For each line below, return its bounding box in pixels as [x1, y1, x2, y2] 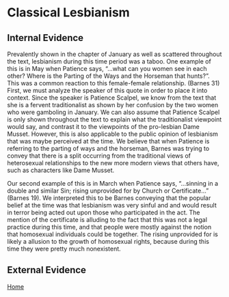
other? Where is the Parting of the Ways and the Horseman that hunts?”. [7, 72, 210, 80]
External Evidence [7, 264, 87, 276]
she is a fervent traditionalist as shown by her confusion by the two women [7, 101, 219, 109]
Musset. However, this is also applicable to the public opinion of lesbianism [7, 130, 219, 138]
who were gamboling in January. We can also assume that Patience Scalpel [7, 108, 220, 116]
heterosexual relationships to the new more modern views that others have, [7, 159, 219, 167]
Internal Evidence [7, 32, 84, 44]
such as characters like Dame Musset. [7, 166, 115, 174]
